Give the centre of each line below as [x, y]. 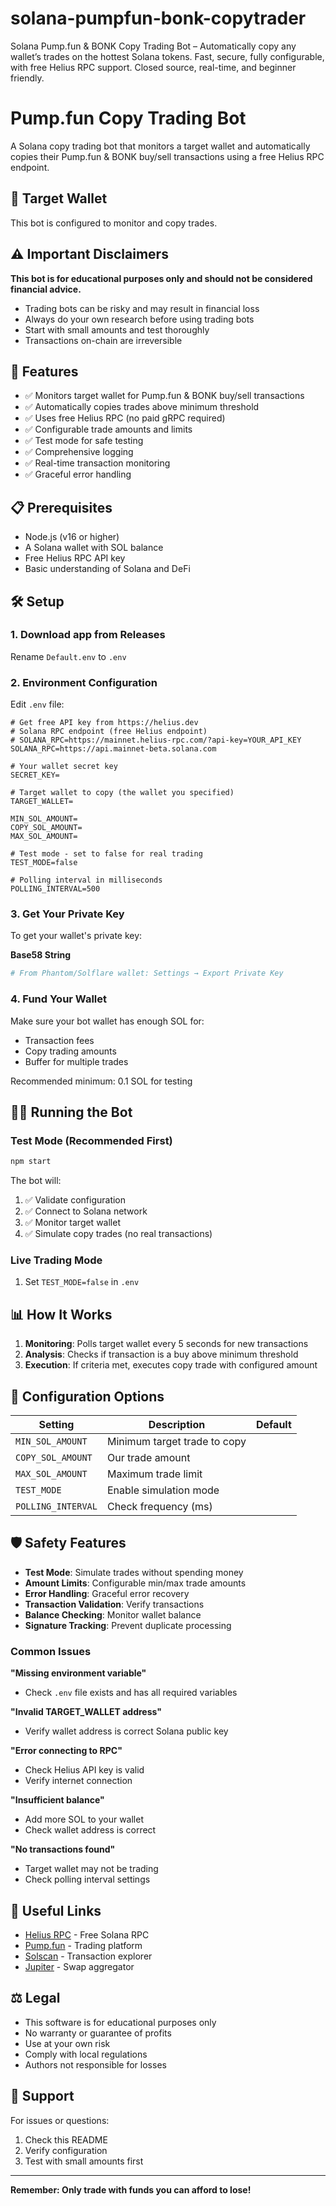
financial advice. [46, 289]
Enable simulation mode [163, 1490]
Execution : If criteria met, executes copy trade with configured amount [171, 1365]
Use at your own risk [67, 2043]
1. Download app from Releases [88, 635]
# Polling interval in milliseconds [86, 880]
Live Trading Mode [56, 1260]
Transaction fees [59, 1040]
